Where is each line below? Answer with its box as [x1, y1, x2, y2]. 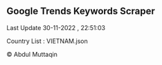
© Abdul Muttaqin [6, 50, 58, 58]
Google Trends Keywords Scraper [6, 5, 155, 17]
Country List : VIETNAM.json [6, 37, 88, 45]
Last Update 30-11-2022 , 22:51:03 [6, 23, 105, 31]
